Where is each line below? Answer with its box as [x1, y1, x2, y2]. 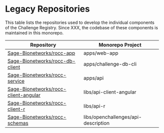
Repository [30, 41, 57, 48]
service [7, 77, 25, 84]
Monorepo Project [98, 41, 142, 48]
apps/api [83, 75, 104, 81]
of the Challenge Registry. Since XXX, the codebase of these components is [5, 24, 158, 30]
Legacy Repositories [5, 3, 90, 15]
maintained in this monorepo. [5, 30, 64, 36]
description [83, 119, 110, 126]
